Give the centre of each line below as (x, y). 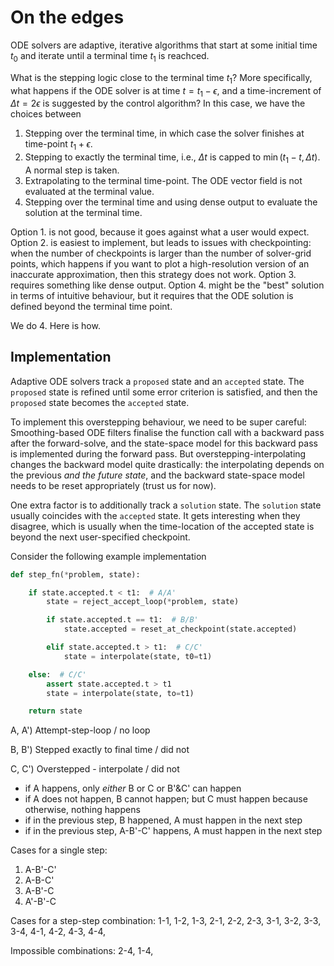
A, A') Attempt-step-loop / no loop (80, 730)
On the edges (67, 17)
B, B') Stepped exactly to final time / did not (100, 750)
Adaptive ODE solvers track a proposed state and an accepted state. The (157, 381)
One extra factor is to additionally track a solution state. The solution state (166, 505)
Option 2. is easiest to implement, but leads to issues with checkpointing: (161, 242)
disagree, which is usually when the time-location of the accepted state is (162, 526)
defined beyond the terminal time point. (91, 306)
